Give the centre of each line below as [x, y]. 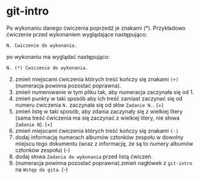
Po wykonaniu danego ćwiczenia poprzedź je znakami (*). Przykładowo [96, 28]
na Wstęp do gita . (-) [41, 169]
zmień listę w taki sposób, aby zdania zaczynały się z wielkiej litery [99, 111]
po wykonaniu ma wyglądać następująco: [58, 56]
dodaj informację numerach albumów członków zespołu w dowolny [99, 137]
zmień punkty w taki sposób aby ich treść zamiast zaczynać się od [99, 98]
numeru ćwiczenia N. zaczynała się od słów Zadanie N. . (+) [89, 105]
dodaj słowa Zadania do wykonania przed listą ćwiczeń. [84, 157]
